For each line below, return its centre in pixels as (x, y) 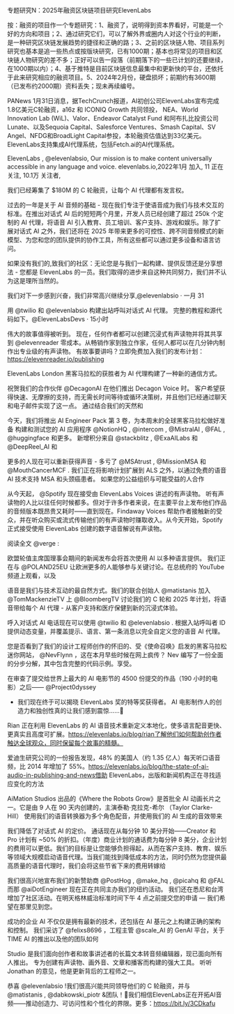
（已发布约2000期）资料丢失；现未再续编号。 (73, 86)
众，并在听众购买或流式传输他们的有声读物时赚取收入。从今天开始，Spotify (115, 520)
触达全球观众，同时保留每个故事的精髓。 (65, 743)
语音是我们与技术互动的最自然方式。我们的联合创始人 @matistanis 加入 (109, 590)
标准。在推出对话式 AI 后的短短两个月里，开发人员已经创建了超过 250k (109, 214)
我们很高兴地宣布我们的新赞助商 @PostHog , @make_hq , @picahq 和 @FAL (116, 881)
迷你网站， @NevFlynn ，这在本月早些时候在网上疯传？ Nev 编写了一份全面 (116, 655)
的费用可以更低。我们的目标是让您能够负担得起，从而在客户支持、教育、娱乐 (117, 848)
